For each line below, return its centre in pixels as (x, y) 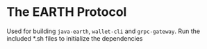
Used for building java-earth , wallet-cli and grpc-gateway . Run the (104, 31)
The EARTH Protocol (67, 12)
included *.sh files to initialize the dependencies (75, 38)
